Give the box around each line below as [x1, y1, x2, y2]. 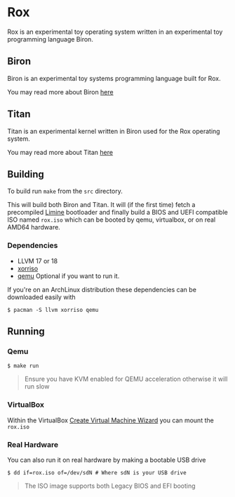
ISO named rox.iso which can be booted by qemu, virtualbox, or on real [7, 215, 216, 224]
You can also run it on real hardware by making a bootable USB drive [7, 455, 206, 464]
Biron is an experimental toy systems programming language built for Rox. [7, 74, 221, 82]
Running [7, 325, 46, 338]
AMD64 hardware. [7, 223, 61, 232]
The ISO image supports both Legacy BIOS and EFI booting [24, 482, 196, 490]
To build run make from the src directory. [7, 187, 123, 196]
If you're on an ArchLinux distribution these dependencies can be [7, 285, 196, 294]
